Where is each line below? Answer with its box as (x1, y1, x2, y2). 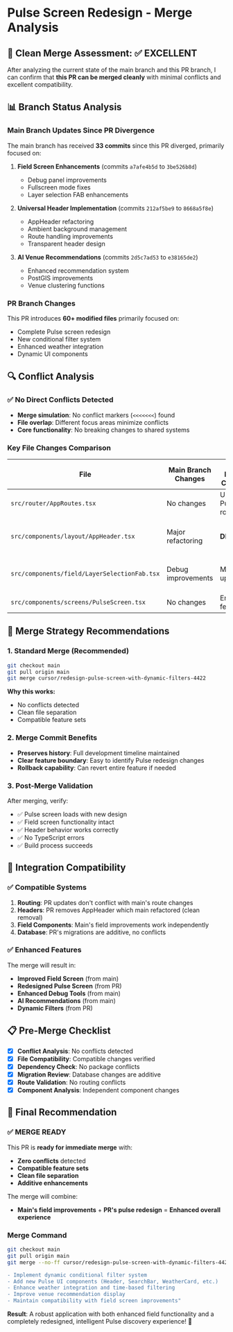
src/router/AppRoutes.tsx (10, 499, 96, 507)
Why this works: (7, 687, 55, 695)
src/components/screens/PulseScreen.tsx (10, 598, 146, 606)
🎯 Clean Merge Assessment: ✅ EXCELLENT (7, 47, 198, 59)
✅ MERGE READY (7, 1127, 67, 1137)
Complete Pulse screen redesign (17, 328, 111, 336)
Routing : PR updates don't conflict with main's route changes (17, 898, 193, 907)
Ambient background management (27, 224, 127, 233)
